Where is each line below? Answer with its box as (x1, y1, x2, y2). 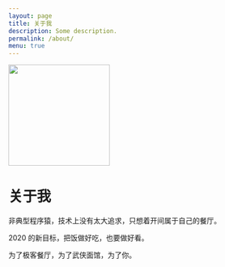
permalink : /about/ (8, 34, 74, 43)
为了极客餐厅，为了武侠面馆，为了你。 (8, 250, 136, 260)
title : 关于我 (8, 19, 53, 28)
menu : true (8, 42, 45, 50)
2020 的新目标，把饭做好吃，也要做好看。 (8, 233, 149, 243)
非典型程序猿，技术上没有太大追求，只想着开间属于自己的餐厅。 (8, 216, 221, 226)
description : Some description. (8, 27, 117, 35)
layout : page (8, 11, 53, 20)
